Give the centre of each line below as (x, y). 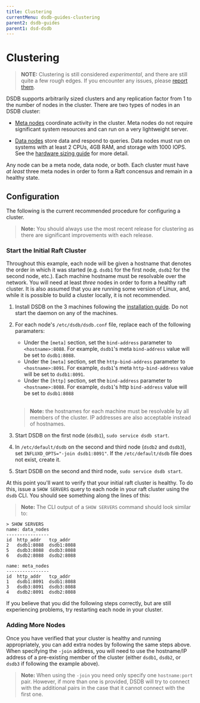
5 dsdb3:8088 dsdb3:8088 (41, 551)
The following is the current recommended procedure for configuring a (93, 211)
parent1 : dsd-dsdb (29, 28)
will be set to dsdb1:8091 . (54, 374)
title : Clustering (29, 12)
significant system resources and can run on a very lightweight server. (101, 129)
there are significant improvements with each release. (87, 235)
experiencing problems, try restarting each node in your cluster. (84, 610)
